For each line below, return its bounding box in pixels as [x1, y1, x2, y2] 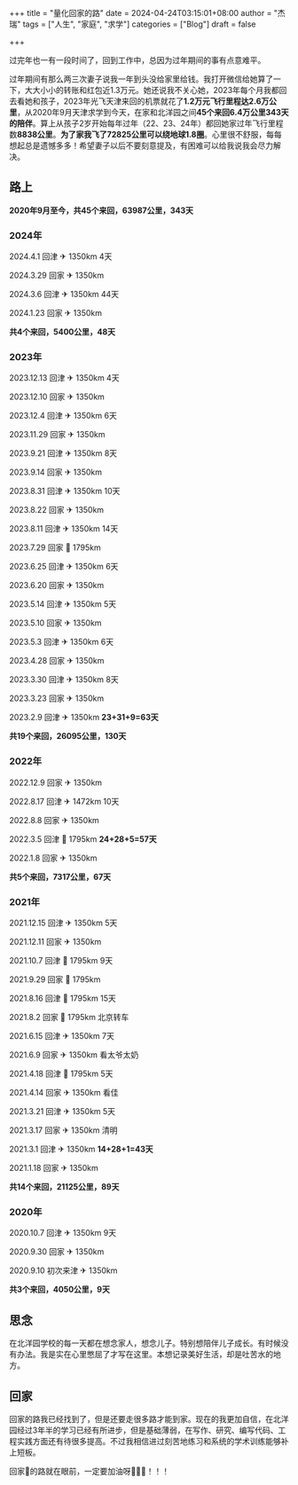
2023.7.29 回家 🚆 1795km [9, 542, 101, 553]
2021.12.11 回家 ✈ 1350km [9, 937, 102, 947]
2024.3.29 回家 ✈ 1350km [9, 270, 105, 281]
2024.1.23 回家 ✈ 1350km [9, 308, 102, 318]
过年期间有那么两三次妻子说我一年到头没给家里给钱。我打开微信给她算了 [9, 74, 273, 84]
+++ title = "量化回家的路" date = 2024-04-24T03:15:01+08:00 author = [9, 8, 272, 18]
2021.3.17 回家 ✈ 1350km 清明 [9, 1125, 118, 1135]
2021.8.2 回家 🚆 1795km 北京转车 [9, 1012, 129, 1022]
